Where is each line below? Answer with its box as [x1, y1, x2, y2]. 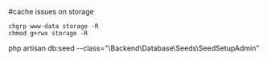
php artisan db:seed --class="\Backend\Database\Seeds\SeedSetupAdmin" [8, 43, 260, 53]
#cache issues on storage [8, 7, 94, 16]
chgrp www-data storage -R [8, 22, 99, 31]
